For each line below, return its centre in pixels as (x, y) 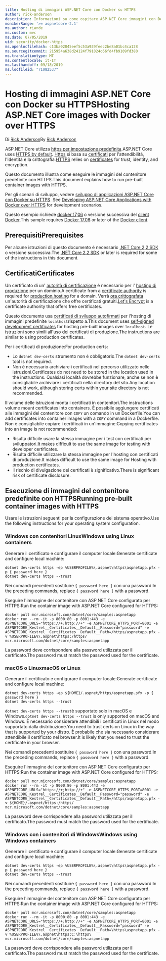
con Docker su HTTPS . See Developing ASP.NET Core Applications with (78, 200)
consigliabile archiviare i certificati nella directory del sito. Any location (83, 382)
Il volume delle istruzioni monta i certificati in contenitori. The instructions (79, 403)
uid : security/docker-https (34, 42)
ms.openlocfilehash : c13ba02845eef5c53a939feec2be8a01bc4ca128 (72, 47)
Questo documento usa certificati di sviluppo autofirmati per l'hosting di (78, 316)
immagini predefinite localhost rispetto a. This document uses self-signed (80, 321)
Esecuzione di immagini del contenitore (67, 491)
